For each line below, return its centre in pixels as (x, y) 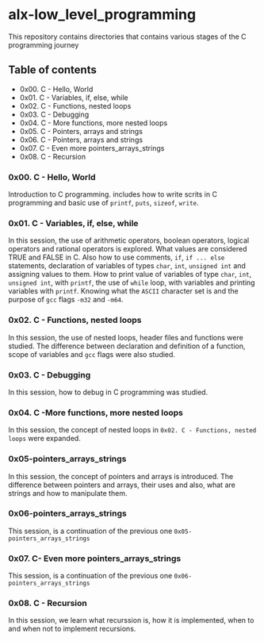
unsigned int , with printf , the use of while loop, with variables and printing (132, 282)
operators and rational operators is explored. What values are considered (128, 249)
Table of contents (52, 70)
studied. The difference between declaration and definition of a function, (127, 346)
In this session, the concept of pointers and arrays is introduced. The (121, 476)
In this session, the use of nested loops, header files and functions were (126, 337)
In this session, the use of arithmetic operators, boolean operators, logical (129, 240)
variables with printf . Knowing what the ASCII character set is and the (124, 291)
